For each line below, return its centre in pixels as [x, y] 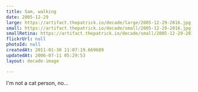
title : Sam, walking [32, 11]
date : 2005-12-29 [27, 17]
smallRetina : [22, 34]
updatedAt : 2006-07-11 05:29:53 [46, 55]
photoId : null [24, 45]
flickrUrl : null [26, 39]
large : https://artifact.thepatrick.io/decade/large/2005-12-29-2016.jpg [99, 22]
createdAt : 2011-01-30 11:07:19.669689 [55, 50]
